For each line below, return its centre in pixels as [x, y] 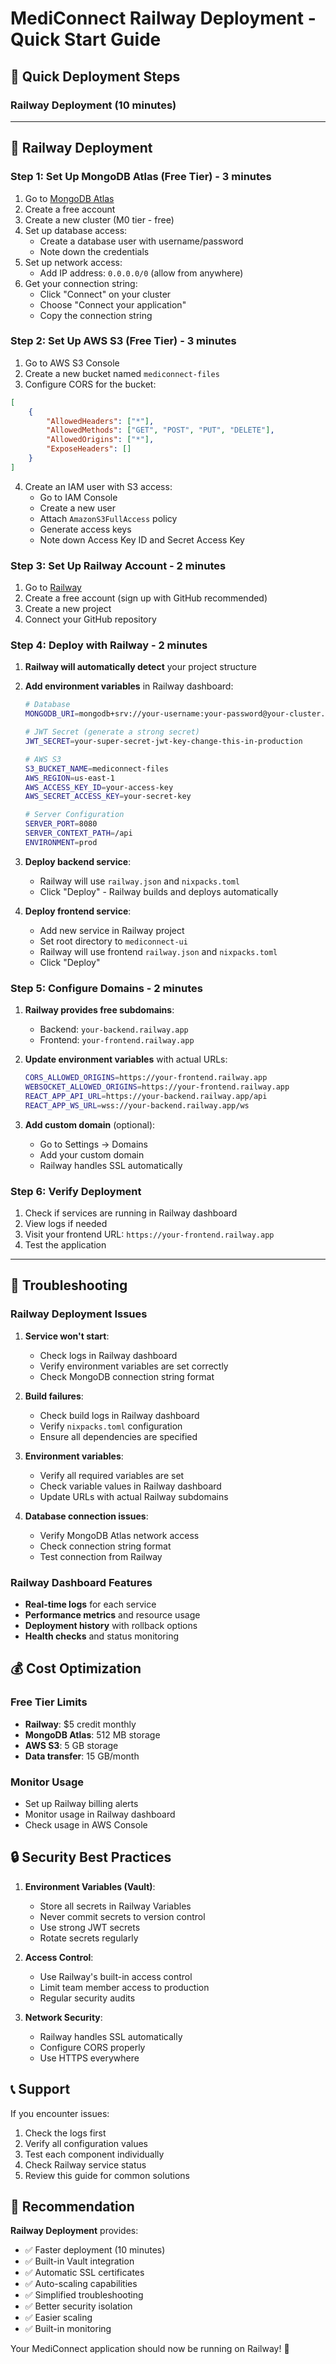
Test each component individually [94, 2154]
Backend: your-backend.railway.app [114, 1029]
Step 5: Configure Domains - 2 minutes [106, 988]
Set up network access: [73, 262]
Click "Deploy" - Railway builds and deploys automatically [159, 891]
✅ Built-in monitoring [68, 2329]
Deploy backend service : [78, 861]
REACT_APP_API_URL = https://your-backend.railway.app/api [146, 1096]
